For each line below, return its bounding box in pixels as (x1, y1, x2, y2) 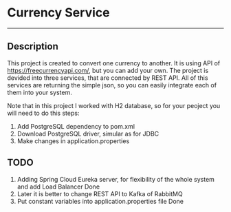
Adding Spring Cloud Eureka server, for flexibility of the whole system (16, 175, 215, 183)
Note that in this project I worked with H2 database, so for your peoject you (7, 101, 221, 109)
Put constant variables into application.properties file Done (16, 197, 184, 205)
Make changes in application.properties (16, 136, 130, 145)
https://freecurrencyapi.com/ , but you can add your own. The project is (7, 66, 209, 74)
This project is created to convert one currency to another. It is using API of (7, 59, 221, 67)
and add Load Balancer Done (16, 182, 100, 191)
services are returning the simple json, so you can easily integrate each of (7, 81, 217, 89)
